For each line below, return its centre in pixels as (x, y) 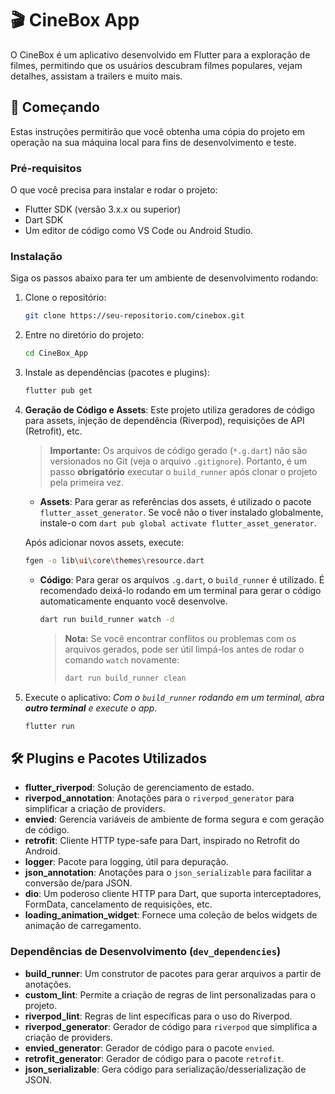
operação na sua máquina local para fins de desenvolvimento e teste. (153, 142)
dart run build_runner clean (125, 678)
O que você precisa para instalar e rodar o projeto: (114, 190)
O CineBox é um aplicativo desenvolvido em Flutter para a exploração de (160, 54)
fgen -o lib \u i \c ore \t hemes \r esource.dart (114, 560)
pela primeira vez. (87, 482)
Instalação (36, 256)
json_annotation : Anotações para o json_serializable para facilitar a (168, 873)
